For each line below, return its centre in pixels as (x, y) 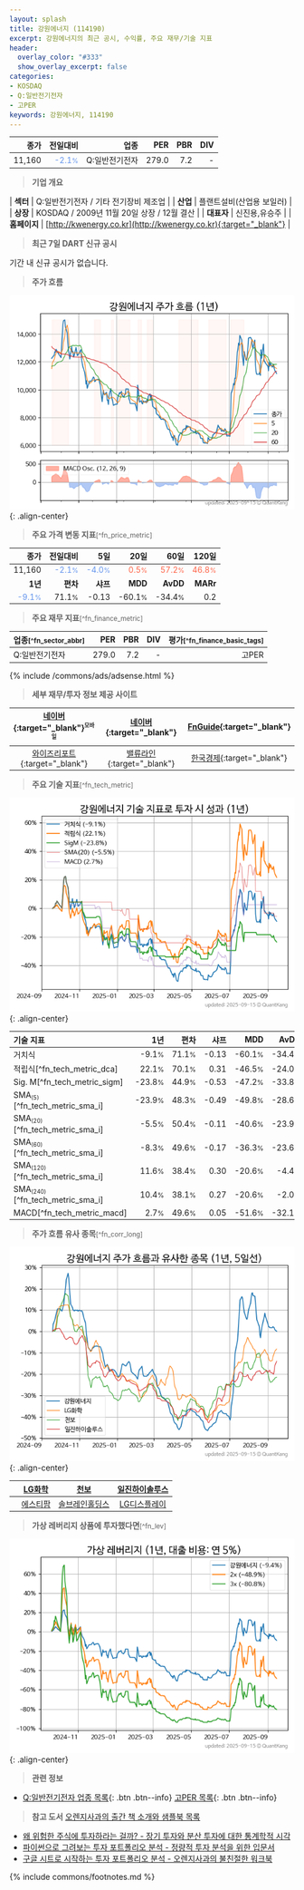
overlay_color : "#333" (60, 58)
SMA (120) (30, 1166)
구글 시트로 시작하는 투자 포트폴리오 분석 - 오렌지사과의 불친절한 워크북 (147, 1859)
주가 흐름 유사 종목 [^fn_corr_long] (87, 1234)
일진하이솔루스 (143, 1489)
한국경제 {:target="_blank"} (239, 758)
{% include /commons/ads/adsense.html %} (92, 675)
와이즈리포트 (54, 753)
